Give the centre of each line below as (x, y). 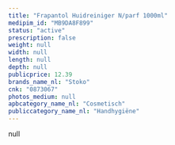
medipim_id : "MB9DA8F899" (51, 23)
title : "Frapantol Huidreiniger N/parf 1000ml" (88, 15)
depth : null (28, 67)
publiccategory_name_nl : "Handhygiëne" (74, 112)
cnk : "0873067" (33, 89)
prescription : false (42, 38)
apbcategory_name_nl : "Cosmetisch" (67, 104)
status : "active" (37, 30)
